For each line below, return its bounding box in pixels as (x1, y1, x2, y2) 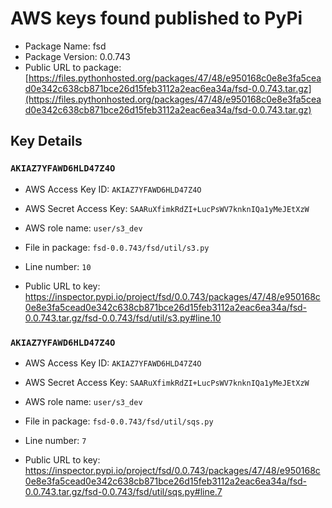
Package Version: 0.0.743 (24, 50, 131, 62)
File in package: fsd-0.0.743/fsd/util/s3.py (24, 241, 210, 253)
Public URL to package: (24, 61, 122, 73)
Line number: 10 (24, 260, 92, 272)
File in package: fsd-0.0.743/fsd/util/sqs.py (24, 415, 214, 427)
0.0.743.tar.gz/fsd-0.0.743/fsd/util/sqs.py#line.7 (24, 485, 223, 497)
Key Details (10, 133, 83, 150)
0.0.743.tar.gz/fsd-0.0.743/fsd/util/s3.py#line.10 (24, 312, 222, 324)
